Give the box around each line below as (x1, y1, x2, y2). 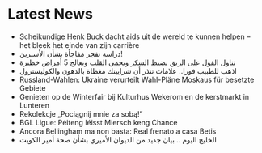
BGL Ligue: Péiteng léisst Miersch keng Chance (19, 117, 178, 127)
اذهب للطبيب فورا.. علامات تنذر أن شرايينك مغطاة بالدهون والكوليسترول (19, 66, 238, 75)
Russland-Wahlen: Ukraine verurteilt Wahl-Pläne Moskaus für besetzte (19, 74, 255, 84)
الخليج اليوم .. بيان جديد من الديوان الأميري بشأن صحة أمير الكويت (19, 134, 218, 144)
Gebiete (19, 83, 46, 93)
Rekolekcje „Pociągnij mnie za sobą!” (19, 108, 143, 118)
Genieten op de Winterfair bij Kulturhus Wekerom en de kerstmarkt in (19, 91, 250, 101)
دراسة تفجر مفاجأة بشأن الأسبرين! (19, 49, 123, 58)
